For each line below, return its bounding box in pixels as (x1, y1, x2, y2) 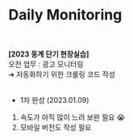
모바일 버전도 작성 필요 (19, 122, 92, 132)
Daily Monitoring (8, 6, 123, 24)
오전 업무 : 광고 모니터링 (8, 59, 84, 69)
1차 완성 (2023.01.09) (19, 95, 89, 104)
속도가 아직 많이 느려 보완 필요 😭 (19, 112, 126, 122)
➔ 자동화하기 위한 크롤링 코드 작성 (8, 69, 115, 78)
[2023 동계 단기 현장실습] (8, 49, 89, 58)
